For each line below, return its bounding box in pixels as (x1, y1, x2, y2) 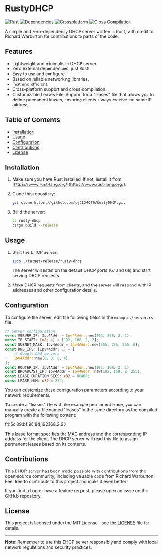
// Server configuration (5, 329, 55, 334)
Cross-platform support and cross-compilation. (12, 86, 107, 92)
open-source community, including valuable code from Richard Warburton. (5, 473, 155, 479)
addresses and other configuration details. (12, 287, 97, 293)
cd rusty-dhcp (12, 219, 41, 223)
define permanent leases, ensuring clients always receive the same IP (12, 97, 152, 102)
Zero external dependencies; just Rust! (12, 66, 90, 71)
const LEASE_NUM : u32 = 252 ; (5, 378, 64, 384)
